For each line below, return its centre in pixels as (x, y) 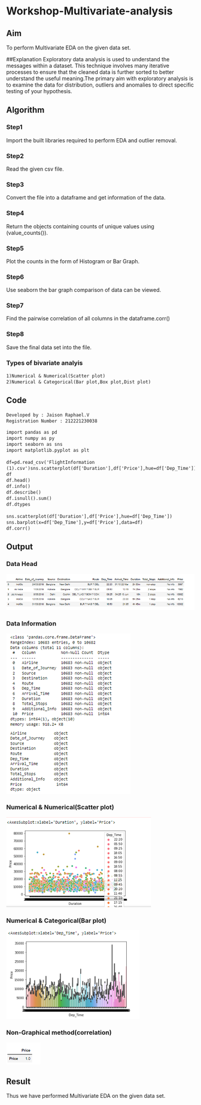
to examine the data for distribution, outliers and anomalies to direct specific (100, 85)
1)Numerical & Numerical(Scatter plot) (56, 376)
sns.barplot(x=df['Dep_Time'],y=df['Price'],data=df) (75, 522)
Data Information (31, 623)
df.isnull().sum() (29, 498)
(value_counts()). (27, 233)
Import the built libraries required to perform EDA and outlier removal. (92, 140)
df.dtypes (19, 504)
